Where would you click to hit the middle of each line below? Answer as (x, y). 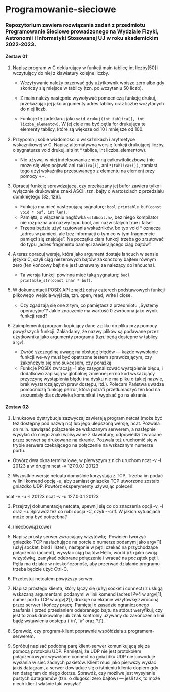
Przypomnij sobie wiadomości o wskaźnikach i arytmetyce (74, 139)
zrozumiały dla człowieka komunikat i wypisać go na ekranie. (84, 395)
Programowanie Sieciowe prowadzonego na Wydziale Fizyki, (82, 31)
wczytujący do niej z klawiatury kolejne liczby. (61, 73)
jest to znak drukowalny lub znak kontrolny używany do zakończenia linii (89, 615)
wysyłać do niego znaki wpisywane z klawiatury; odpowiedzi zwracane (87, 434)
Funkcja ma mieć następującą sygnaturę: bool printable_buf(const (91, 207)
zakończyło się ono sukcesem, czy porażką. (66, 363)
